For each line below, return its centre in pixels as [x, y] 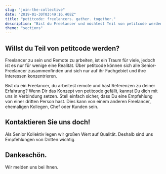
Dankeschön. [26, 155]
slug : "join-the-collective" [35, 10]
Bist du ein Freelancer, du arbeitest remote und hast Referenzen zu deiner [80, 85]
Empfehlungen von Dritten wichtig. [40, 139]
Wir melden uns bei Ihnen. [32, 167]
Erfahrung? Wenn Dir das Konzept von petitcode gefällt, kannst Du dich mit [82, 91]
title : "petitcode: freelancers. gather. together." [61, 19]
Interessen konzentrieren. [31, 76]
